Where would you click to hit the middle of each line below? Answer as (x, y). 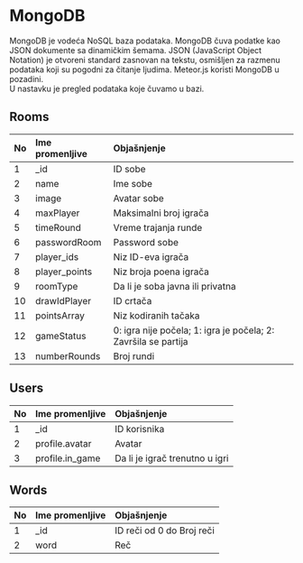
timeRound (58, 227)
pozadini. (27, 78)
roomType (57, 286)
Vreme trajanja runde (158, 227)
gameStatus (61, 336)
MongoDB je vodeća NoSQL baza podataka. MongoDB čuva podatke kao (145, 41)
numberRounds (68, 355)
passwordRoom (69, 242)
